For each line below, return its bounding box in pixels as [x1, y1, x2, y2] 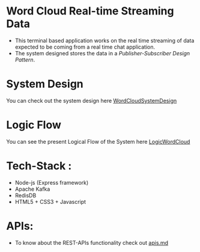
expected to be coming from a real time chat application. [14, 43, 156, 51]
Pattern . [14, 56, 35, 63]
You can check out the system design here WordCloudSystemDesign [6, 97, 177, 104]
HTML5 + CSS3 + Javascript [14, 198, 86, 205]
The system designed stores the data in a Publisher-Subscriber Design [14, 49, 190, 57]
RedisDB [14, 191, 37, 199]
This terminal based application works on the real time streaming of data [14, 37, 195, 44]
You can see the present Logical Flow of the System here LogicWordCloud [6, 138, 190, 145]
